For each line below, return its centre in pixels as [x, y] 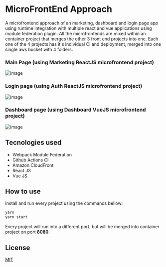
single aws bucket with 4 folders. [39, 49]
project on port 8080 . [27, 232]
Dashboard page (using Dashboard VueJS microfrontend [76, 110]
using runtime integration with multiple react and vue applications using [79, 28]
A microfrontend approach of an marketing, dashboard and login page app [82, 23]
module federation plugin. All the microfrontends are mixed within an [76, 33]
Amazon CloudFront [33, 165]
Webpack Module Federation [42, 154]
